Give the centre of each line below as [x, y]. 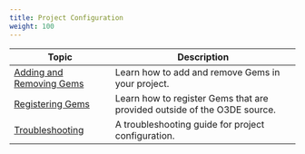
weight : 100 [32, 26]
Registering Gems [52, 103]
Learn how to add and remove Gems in [197, 72]
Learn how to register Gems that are [192, 98]
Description [203, 57]
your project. [142, 83]
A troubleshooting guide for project [190, 124]
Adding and [39, 72]
